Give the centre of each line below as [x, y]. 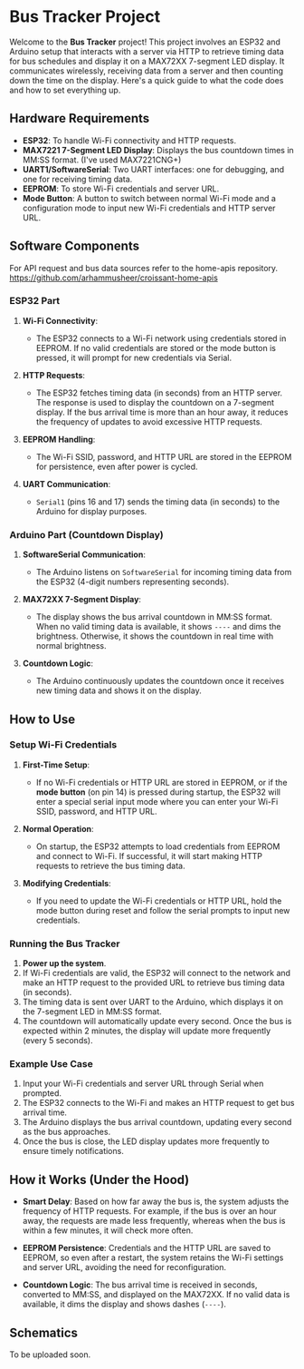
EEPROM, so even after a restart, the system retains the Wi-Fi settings [153, 1257]
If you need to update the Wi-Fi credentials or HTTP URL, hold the [159, 901]
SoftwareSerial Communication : [84, 554]
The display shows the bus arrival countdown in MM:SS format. [154, 617]
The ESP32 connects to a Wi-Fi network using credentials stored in [161, 338]
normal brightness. [71, 646]
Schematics [44, 1332]
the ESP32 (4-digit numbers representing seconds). [133, 582]
